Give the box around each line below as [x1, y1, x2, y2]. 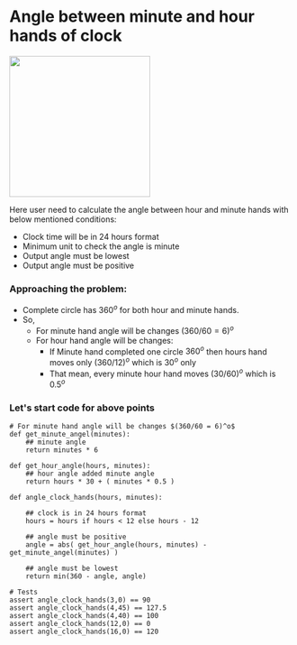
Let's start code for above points [9, 401, 156, 414]
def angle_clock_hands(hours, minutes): [9, 493, 164, 502]
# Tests [9, 588, 39, 597]
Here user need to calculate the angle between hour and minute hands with [9, 204, 290, 215]
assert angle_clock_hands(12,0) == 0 [9, 620, 151, 629]
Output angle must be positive [22, 260, 135, 271]
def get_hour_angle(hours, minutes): [9, 462, 151, 471]
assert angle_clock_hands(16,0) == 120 [9, 627, 159, 637]
